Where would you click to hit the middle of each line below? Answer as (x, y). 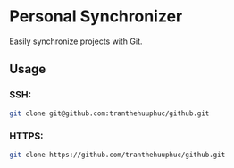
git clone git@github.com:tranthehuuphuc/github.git (109, 113)
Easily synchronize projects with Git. (76, 41)
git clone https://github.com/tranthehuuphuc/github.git (117, 155)
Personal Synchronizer (96, 17)
